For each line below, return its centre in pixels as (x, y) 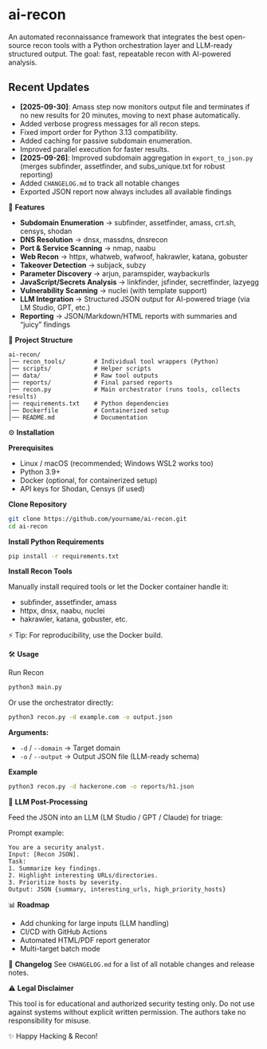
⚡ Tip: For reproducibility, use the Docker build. (86, 635)
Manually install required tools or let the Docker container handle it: (118, 587)
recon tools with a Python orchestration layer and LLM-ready (133, 45)
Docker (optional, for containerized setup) (88, 480)
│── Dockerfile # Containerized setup (89, 410)
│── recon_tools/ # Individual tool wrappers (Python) (114, 361)
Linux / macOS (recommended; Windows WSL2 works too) (116, 463)
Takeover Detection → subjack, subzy (83, 264)
